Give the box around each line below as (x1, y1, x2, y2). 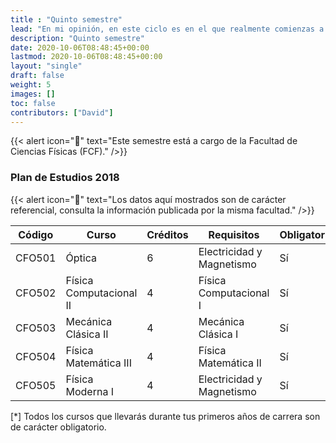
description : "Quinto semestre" (10, 33, 145, 43)
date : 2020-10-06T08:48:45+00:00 (10, 42, 150, 53)
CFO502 (15, 286, 57, 300)
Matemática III (65, 356, 132, 370)
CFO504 (15, 349, 57, 363)
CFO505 (15, 378, 57, 392)
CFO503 (15, 321, 57, 335)
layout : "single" (10, 61, 83, 71)
